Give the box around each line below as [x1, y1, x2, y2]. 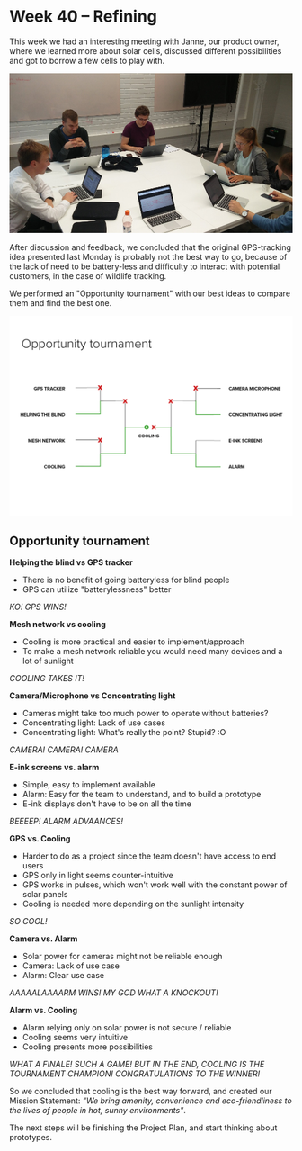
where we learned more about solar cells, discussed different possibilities [9, 45, 282, 56]
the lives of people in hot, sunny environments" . [9, 1105, 187, 1116]
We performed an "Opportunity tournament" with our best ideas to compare [9, 288, 290, 299]
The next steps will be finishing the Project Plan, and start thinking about [9, 1122, 278, 1133]
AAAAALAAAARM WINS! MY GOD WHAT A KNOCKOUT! [9, 987, 218, 998]
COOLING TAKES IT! [9, 673, 85, 684]
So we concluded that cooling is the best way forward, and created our [9, 1086, 272, 1097]
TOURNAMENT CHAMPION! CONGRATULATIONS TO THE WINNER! [9, 1068, 261, 1079]
